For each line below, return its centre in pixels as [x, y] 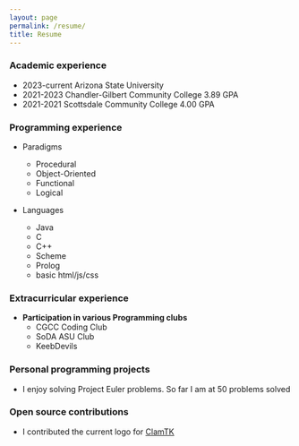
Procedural [56, 164]
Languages [43, 210]
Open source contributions [69, 412]
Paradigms [42, 146]
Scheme [51, 255]
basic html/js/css [67, 275]
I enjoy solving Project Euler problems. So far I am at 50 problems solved [156, 389]
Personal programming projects [80, 370]
